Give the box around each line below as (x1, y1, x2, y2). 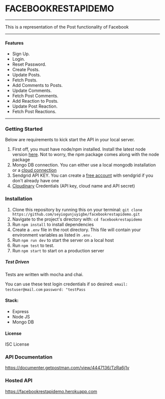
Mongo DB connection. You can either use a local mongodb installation (12, 162, 156, 168)
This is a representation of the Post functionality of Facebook (5, 24, 129, 30)
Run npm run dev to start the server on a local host (12, 237, 114, 243)
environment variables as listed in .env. (12, 232, 92, 238)
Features (5, 40, 24, 46)
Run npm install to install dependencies (12, 221, 94, 227)
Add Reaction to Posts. (12, 98, 59, 104)
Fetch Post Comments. (12, 93, 58, 99)
